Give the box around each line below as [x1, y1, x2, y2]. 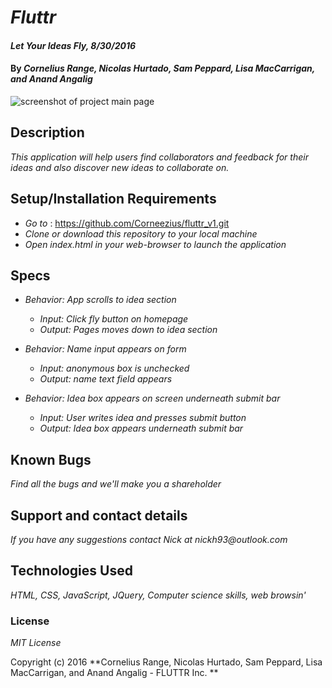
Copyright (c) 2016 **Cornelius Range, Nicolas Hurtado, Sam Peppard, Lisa [10, 656, 323, 668]
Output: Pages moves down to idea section [39, 324, 218, 336]
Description [10, 124, 85, 141]
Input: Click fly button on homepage [39, 313, 189, 325]
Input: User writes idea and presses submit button [39, 412, 247, 424]
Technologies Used [10, 562, 133, 580]
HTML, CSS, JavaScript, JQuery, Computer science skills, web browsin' [10, 589, 307, 601]
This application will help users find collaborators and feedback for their [10, 151, 309, 163]
